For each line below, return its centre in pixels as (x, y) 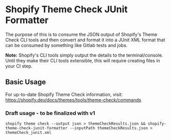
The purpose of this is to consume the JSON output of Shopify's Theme (81, 34)
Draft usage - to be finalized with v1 (50, 113)
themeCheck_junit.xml (28, 133)
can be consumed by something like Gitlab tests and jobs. (66, 45)
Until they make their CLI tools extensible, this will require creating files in (83, 60)
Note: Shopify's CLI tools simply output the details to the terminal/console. (84, 55)
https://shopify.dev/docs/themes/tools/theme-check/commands (73, 100)
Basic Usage (26, 82)
